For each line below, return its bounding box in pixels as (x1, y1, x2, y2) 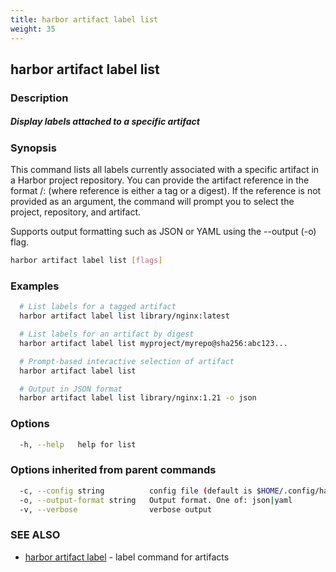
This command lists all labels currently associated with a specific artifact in (10, 164, 320, 176)
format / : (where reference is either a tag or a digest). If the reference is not (10, 185, 322, 197)
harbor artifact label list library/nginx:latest (19, 311, 230, 321)
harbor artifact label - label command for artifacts (24, 551, 230, 563)
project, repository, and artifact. (10, 206, 142, 218)
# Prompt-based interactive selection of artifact (19, 356, 235, 366)
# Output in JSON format (19, 384, 123, 394)
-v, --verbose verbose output (19, 504, 213, 515)
